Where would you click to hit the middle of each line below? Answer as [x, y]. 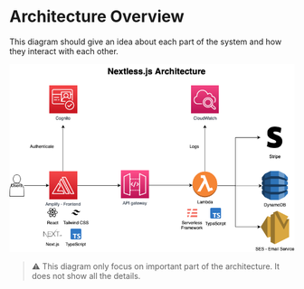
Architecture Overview [97, 17]
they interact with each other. [64, 51]
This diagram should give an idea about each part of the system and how [146, 42]
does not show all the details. [86, 275]
